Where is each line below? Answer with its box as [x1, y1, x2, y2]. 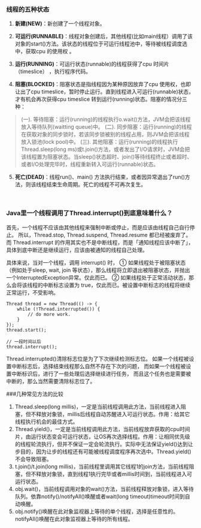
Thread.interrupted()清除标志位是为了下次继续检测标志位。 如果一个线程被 [6, 355, 190, 362]
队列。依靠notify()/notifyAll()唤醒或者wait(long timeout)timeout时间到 [14, 493, 185, 500]
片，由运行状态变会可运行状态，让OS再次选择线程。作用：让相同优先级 [14, 433, 190, 440]
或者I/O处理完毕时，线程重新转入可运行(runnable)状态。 [20, 160, 159, 168]
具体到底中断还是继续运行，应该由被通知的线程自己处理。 [6, 246, 148, 253]
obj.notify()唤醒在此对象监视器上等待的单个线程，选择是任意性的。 [14, 508, 179, 515]
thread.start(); [6, 327, 47, 333]
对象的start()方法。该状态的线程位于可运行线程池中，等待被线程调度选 [14, 40, 187, 47]
